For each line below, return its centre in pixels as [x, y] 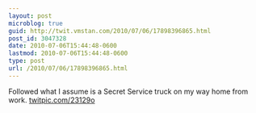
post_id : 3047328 [38, 38]
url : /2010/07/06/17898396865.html [68, 69]
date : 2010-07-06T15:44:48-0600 [63, 46]
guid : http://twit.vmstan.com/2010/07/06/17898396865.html [110, 31]
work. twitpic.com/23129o [52, 100]
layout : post [30, 16]
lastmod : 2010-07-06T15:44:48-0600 [68, 53]
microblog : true [36, 23]
